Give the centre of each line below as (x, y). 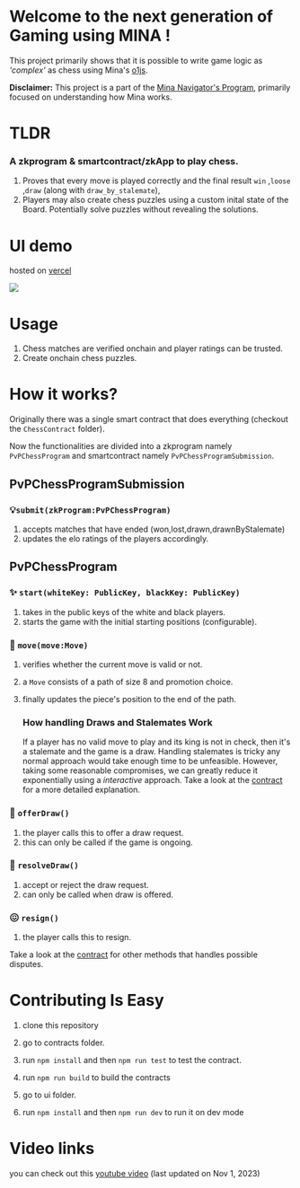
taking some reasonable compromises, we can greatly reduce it (140, 770)
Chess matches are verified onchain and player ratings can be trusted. (152, 348)
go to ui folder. (49, 1095)
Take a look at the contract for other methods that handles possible (134, 955)
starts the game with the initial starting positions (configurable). (140, 621)
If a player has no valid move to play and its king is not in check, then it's (156, 742)
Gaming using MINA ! (90, 35)
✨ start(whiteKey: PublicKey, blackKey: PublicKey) (125, 593)
